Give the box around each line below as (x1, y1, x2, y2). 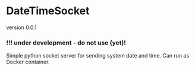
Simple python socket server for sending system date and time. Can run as (6, 52, 190, 59)
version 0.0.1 (6, 24, 37, 31)
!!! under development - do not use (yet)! (6, 39, 126, 47)
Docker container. (6, 58, 50, 66)
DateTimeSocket (6, 4, 90, 18)
